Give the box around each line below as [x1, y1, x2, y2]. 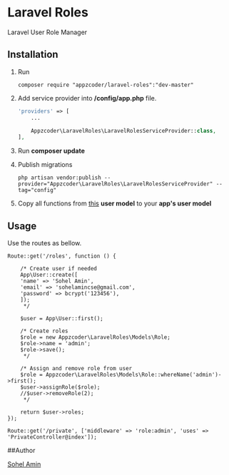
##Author [7, 446, 36, 455]
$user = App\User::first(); [20, 315, 103, 322]
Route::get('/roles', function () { [7, 252, 116, 260]
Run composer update [17, 147, 86, 155]
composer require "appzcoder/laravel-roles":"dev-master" [17, 81, 194, 88]
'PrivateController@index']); [7, 434, 98, 441]
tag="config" [17, 187, 57, 194]
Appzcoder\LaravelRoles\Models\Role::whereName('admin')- [45, 372, 222, 379]
